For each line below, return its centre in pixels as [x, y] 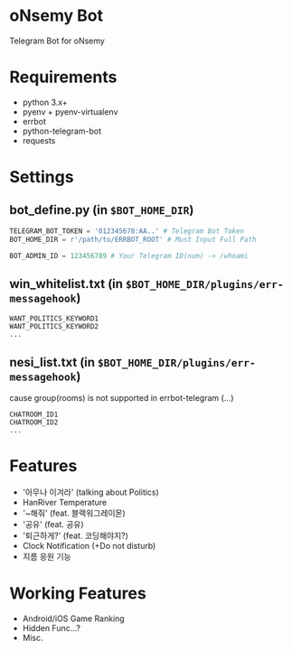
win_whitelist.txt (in [66, 284]
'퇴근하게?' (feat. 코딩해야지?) [75, 536]
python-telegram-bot [62, 131]
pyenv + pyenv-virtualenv [70, 111]
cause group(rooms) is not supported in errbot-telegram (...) [122, 398]
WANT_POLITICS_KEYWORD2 [54, 327]
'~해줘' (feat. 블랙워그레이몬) [74, 513]
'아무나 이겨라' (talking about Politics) [91, 492]
